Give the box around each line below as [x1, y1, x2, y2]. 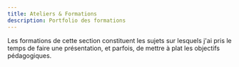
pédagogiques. [7, 51, 52, 60]
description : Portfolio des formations [7, 17, 126, 24]
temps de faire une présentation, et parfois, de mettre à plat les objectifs [7, 44, 220, 52]
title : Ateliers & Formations [7, 10, 98, 18]
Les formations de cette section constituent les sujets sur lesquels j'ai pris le [7, 36, 232, 44]
